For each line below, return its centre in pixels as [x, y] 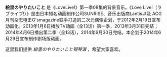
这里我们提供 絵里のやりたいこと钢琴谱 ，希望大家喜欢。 [64, 49]
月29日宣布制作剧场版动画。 [35, 38]
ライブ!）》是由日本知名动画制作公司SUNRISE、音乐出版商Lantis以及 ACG [86, 13]
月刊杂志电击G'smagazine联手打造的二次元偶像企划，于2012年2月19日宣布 [83, 20]
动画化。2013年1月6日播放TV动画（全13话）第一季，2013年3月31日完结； [82, 26]
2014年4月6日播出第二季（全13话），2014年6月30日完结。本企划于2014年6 [83, 32]
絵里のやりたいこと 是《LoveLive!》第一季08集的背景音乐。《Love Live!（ [81, 7]
